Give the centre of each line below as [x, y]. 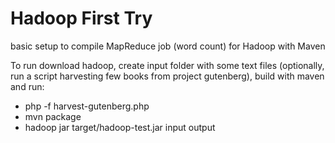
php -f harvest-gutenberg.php [87, 106]
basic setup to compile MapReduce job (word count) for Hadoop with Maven [168, 46]
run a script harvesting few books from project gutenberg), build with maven [167, 76]
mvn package [53, 116]
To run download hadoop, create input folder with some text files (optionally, [167, 65]
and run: [27, 86]
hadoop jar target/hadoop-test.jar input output [120, 127]
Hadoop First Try [81, 18]
